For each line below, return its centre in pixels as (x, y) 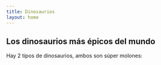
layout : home (23, 17)
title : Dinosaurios (31, 12)
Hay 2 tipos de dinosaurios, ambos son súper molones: (74, 56)
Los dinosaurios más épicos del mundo (81, 41)
